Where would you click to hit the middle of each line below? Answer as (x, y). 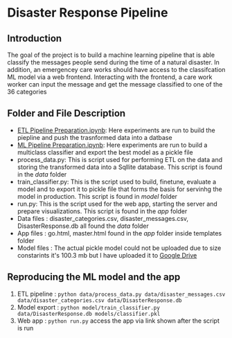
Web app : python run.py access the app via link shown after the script (118, 321)
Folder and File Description (66, 113)
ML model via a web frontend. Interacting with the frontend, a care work (110, 77)
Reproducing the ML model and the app (94, 277)
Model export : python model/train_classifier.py (89, 307)
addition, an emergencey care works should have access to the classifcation (116, 70)
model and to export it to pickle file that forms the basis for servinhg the (120, 189)
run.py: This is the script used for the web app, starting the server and (117, 204)
